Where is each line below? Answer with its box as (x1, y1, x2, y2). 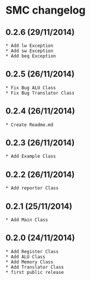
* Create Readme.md (5, 122, 54, 128)
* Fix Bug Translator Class (5, 90, 75, 96)
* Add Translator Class (5, 264, 64, 270)
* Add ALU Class (5, 254, 45, 260)
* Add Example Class (5, 153, 57, 160)
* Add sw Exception (5, 48, 54, 54)
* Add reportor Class (5, 185, 59, 191)
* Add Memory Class (5, 259, 54, 265)
